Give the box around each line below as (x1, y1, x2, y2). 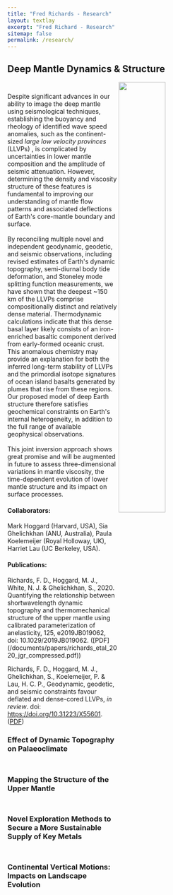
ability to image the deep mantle (7, 100, 101, 108)
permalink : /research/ (7, 37, 74, 44)
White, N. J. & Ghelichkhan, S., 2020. (7, 583, 115, 592)
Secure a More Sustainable (7, 822, 102, 832)
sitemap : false (7, 30, 52, 37)
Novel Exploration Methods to (7, 814, 112, 824)
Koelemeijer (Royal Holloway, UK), (7, 537, 107, 545)
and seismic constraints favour (7, 687, 97, 696)
